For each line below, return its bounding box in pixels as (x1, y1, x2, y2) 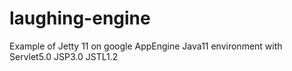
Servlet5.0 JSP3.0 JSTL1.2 (9, 50, 119, 62)
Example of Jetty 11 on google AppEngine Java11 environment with (9, 40, 283, 52)
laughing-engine (9, 7, 151, 30)
